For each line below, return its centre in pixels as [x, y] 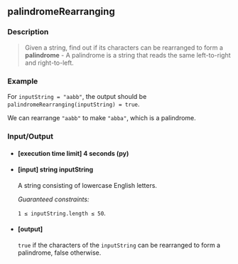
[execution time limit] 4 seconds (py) [73, 153]
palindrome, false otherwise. [59, 253]
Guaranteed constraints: [53, 199]
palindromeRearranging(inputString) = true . [74, 104]
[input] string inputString [55, 169]
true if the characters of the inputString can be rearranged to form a [119, 245]
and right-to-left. [49, 63]
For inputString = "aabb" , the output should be [77, 96]
